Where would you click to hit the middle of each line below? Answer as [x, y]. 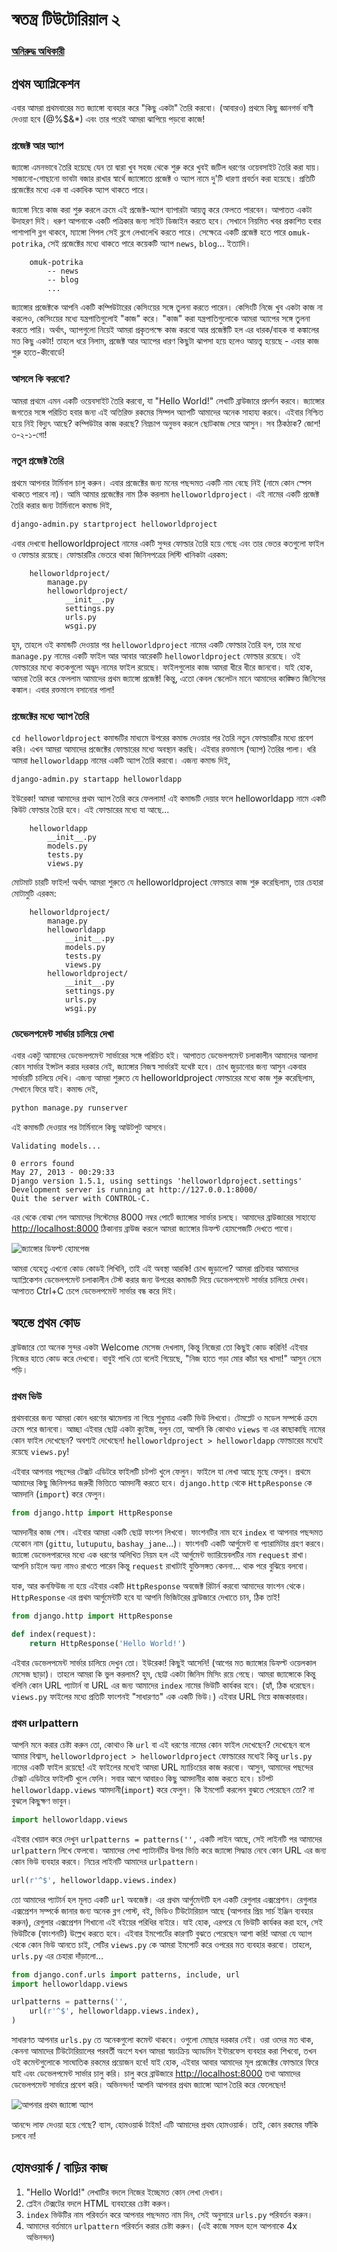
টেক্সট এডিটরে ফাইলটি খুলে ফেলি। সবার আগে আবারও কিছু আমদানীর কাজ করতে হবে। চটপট [142, 1778]
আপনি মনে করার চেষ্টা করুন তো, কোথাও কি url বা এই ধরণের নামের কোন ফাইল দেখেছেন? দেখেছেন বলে [161, 1744]
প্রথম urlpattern [45, 1723]
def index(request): [54, 1634]
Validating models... [56, 1146]
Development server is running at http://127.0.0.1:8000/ [134, 1190]
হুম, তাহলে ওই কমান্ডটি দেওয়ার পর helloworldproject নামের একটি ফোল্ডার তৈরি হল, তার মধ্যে [156, 644]
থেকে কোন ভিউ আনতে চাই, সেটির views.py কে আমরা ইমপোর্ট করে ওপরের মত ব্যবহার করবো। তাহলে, [162, 1944]
